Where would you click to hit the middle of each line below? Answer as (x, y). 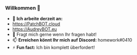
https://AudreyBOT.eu (34, 29)
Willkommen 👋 (23, 8)
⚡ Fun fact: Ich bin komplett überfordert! (53, 48)
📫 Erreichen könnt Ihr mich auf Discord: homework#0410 (72, 40)
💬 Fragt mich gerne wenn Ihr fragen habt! (54, 35)
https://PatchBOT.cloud (36, 24)
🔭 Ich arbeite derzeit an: (37, 19)
